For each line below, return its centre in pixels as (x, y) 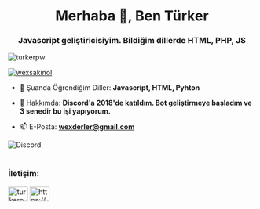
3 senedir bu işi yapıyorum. (65, 111)
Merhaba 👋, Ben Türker (132, 16)
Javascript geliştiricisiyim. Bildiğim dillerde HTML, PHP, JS (132, 41)
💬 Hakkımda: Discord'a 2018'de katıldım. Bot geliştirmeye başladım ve (136, 103)
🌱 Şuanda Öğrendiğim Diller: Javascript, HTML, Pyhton (110, 88)
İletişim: (24, 174)
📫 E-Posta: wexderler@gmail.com (77, 127)
